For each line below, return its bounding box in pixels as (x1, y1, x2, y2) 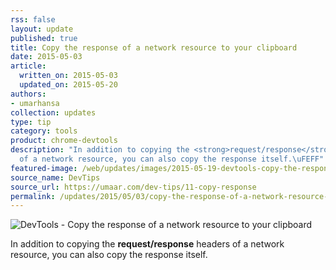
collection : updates (10, 107, 97, 118)
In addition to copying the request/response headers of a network (10, 238, 285, 250)
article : (10, 61, 47, 71)
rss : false (10, 14, 56, 25)
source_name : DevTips (10, 172, 101, 183)
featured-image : (10, 163, 78, 173)
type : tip (10, 117, 52, 127)
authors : (10, 89, 47, 99)
